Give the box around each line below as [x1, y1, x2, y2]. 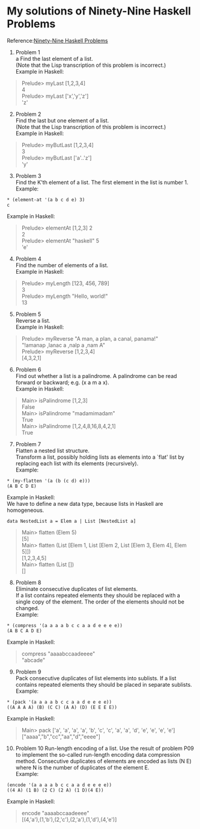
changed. [15, 604, 40, 611]
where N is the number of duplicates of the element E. [15, 764, 150, 771]
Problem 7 [15, 440, 41, 447]
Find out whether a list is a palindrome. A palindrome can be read [15, 372, 177, 379]
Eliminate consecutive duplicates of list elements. [15, 585, 138, 592]
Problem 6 [15, 366, 41, 373]
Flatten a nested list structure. [15, 447, 89, 454]
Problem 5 [15, 310, 41, 318]
